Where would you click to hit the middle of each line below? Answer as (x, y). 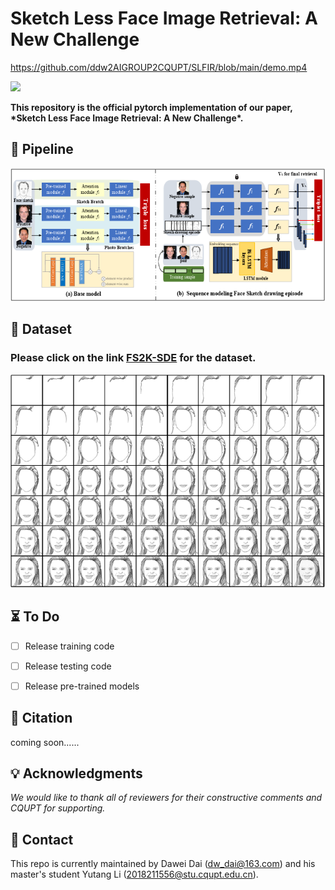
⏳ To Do (35, 617)
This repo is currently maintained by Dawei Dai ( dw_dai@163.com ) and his (163, 864)
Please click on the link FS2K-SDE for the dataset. (133, 358)
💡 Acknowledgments (76, 773)
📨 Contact (42, 839)
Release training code (69, 646)
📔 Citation (41, 718)
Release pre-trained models (82, 686)
